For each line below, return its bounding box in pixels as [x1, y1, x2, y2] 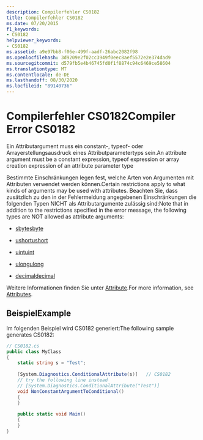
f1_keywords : [6, 26, 40, 32]
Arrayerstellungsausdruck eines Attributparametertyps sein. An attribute [6, 149, 187, 156]
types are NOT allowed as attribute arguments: [6, 212, 124, 220]
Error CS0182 [6, 122, 76, 136]
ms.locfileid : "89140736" [6, 83, 72, 89]
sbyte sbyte [15, 225, 44, 232]
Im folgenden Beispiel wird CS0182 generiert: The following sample [6, 324, 174, 332]
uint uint [15, 248, 35, 256]
